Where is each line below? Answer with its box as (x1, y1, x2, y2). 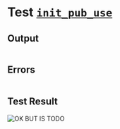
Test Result (7, 96, 58, 108)
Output (7, 32, 39, 44)
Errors (7, 64, 35, 76)
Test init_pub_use (7, 4, 113, 20)
